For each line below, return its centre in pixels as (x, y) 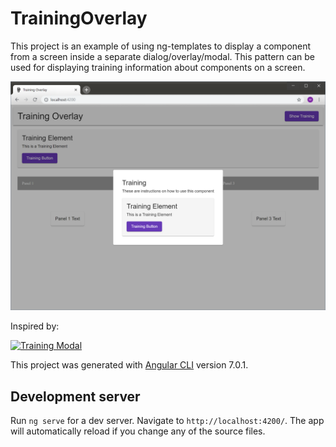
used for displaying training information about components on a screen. (158, 67)
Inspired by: (35, 326)
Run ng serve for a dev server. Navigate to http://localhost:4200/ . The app (167, 420)
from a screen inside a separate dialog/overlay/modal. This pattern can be (162, 56)
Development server (75, 396)
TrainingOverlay (79, 18)
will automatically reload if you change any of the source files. (138, 431)
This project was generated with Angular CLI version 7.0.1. (129, 365)
